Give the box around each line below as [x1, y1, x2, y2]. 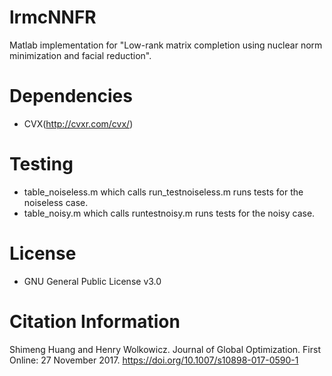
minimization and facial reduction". [9, 49, 152, 61]
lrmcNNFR [9, 6, 97, 29]
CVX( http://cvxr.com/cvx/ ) [23, 117, 134, 130]
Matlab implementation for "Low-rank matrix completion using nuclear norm [9, 39, 323, 51]
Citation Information [9, 310, 181, 333]
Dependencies [9, 85, 133, 108]
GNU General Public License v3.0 [23, 275, 162, 287]
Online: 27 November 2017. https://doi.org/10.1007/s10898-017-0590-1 [9, 354, 299, 366]
